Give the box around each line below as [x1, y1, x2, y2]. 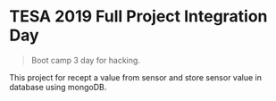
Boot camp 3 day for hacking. [30, 55, 141, 65]
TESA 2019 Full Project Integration [9, 6, 268, 27]
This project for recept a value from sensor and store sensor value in [9, 72, 262, 82]
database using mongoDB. [9, 81, 107, 92]
